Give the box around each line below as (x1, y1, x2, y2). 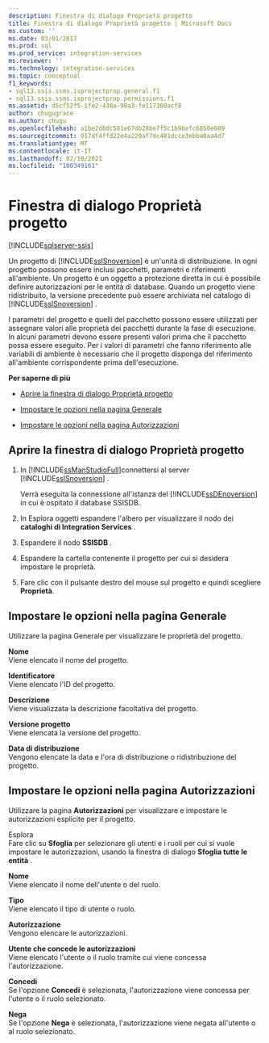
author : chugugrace (8, 110, 74, 118)
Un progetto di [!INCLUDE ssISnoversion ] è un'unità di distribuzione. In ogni (8, 256, 258, 266)
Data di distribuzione (8, 744, 80, 753)
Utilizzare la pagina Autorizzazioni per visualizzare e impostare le (8, 805, 228, 815)
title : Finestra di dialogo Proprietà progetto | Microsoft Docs (8, 19, 232, 27)
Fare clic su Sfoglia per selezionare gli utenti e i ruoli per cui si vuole (8, 838, 235, 848)
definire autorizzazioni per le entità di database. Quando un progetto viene (8, 282, 256, 291)
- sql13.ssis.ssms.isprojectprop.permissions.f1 (8, 94, 175, 103)
